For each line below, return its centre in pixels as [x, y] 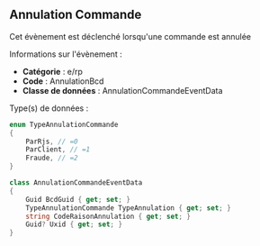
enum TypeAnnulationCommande [64, 124]
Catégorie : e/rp [53, 71]
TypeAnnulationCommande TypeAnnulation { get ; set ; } [128, 208]
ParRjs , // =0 [52, 141]
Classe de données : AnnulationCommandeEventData [122, 90]
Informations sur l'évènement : [66, 54]
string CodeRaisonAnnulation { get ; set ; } [108, 216]
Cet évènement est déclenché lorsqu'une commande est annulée [130, 36]
